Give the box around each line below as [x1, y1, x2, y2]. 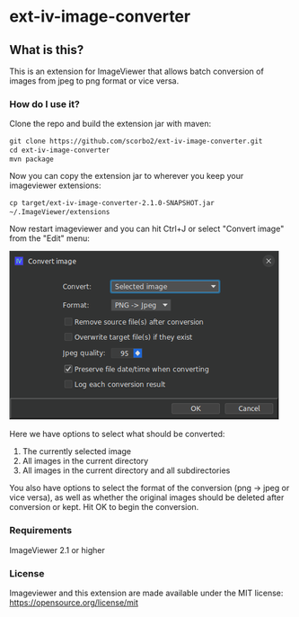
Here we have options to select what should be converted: [9, 429, 225, 440]
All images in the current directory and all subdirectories [22, 465, 231, 476]
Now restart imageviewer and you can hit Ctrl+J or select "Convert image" [9, 223, 285, 235]
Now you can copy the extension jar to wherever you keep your [9, 171, 244, 182]
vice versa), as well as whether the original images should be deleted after [9, 492, 285, 503]
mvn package [9, 155, 54, 164]
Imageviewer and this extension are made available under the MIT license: [9, 587, 284, 598]
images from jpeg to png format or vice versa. [9, 76, 180, 86]
